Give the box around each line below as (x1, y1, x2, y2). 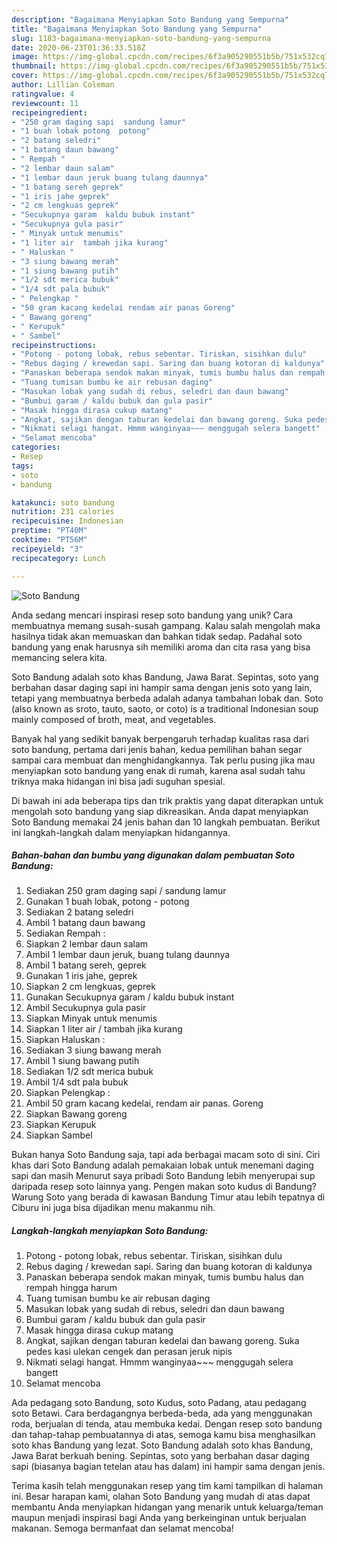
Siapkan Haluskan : (25, 1034, 106, 1046)
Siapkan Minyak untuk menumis (25, 1012, 158, 1025)
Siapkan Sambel (25, 1129, 93, 1141)
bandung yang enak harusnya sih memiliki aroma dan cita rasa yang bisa (11, 641, 311, 653)
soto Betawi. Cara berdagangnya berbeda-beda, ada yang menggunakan (11, 1407, 313, 1420)
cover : (11, 71, 39, 81)
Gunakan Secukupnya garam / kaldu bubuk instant (25, 991, 235, 1003)
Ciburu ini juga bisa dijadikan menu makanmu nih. (11, 1202, 216, 1214)
